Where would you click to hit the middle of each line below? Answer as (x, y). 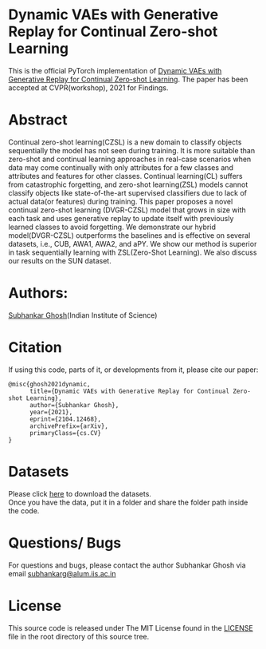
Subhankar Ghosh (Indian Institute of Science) (83, 315)
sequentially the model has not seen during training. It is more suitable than (132, 150)
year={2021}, (51, 412)
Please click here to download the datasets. (80, 493)
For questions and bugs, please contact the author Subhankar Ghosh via (127, 565)
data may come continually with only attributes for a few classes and (121, 167)
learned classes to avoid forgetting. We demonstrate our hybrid (112, 227)
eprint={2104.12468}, (65, 419)
